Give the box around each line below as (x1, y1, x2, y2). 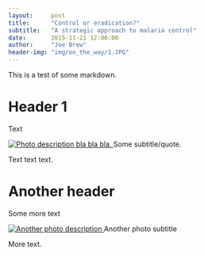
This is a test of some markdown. (8, 70, 117, 79)
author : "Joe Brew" (8, 41, 87, 49)
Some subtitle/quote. (113, 139, 182, 149)
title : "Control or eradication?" (8, 19, 140, 27)
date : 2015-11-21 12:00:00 (8, 33, 119, 42)
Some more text (8, 208, 61, 218)
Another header (8, 183, 115, 200)
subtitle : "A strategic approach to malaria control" (8, 26, 197, 34)
